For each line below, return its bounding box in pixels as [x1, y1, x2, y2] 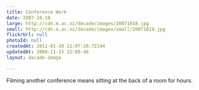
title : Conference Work [6, 9, 67, 15]
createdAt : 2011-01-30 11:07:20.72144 [6, 43, 105, 50]
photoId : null [6, 37, 43, 43]
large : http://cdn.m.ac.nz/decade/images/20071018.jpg [6, 20, 149, 26]
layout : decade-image [6, 54, 62, 61]
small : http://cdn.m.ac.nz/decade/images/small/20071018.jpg [6, 26, 166, 32]
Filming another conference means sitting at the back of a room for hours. [6, 77, 193, 84]
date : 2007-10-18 [6, 15, 51, 21]
